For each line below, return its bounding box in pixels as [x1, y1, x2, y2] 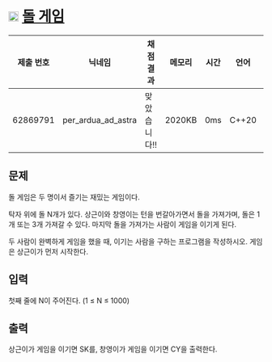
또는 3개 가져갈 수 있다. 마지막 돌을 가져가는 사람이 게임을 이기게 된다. [16, 219, 237, 229]
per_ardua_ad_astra [62, 114, 138, 125]
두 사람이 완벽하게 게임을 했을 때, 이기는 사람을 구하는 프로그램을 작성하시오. [8, 236, 249, 246]
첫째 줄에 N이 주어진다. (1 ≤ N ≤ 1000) [8, 296, 130, 305]
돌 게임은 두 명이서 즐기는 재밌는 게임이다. [8, 192, 140, 202]
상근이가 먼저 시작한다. [16, 246, 89, 256]
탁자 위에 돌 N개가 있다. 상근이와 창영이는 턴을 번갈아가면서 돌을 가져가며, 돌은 [8, 209, 255, 219]
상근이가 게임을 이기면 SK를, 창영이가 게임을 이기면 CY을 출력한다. [8, 344, 218, 354]
